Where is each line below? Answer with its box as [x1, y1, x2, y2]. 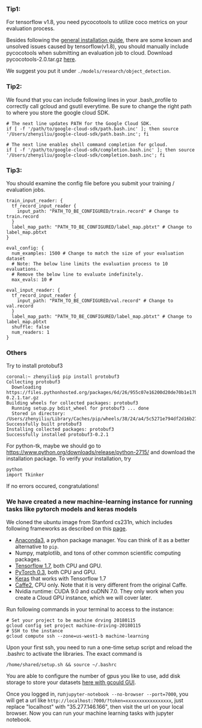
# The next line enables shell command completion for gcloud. [6, 141, 168, 147]
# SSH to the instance [6, 628, 63, 634]
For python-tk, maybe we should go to [6, 442, 101, 449]
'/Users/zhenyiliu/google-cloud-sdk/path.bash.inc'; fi [6, 131, 149, 137]
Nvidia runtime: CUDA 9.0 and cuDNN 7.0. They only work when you [14, 588, 185, 595]
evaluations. [6, 266, 39, 272]
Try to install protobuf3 [6, 362, 63, 369]
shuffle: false [11, 324, 50, 330]
